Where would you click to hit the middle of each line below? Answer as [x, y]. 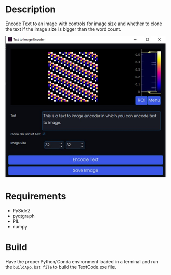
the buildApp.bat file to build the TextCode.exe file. [61, 267]
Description [31, 9]
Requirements [36, 197]
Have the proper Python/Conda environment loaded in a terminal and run [82, 261]
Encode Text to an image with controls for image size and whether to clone [84, 24]
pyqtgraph [23, 216]
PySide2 [21, 210]
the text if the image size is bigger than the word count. [63, 29]
